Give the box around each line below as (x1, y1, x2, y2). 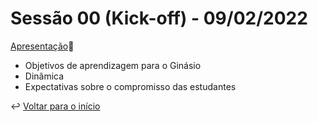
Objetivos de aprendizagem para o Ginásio (24, 59, 202, 71)
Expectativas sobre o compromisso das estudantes (24, 80, 237, 92)
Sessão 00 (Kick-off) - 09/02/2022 (10, 7, 308, 30)
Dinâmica (24, 70, 65, 82)
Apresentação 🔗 (10, 40, 75, 52)
